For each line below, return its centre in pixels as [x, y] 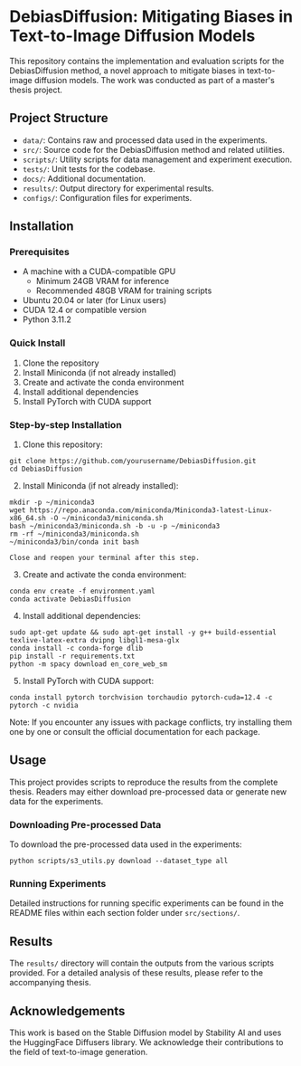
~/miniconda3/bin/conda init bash [75, 542]
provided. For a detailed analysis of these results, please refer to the [136, 973]
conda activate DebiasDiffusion [70, 599]
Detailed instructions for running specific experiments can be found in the [147, 903]
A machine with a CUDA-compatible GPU [99, 271]
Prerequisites [39, 252]
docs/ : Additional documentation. [84, 178]
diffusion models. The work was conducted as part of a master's [155, 80]
